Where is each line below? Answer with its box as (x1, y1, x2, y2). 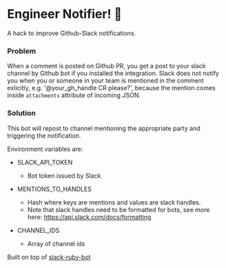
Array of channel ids (27, 239, 85, 247)
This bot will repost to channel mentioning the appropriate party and (7, 124, 201, 132)
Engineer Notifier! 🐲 (7, 6, 123, 22)
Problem (7, 46, 37, 56)
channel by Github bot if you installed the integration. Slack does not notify (7, 69, 219, 78)
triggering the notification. (7, 131, 81, 140)
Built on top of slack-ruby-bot (7, 253, 91, 261)
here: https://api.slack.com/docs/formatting (27, 213, 152, 221)
